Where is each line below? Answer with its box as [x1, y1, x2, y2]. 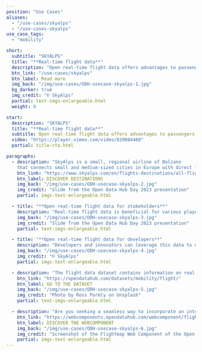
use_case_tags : [6, 31, 44, 37]
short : [6, 48, 23, 54]
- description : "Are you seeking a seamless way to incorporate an [11, 309, 185, 315]
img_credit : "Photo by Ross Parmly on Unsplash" [17, 292, 141, 298]
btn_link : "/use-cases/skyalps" [11, 70, 93, 76]
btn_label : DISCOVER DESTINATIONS [17, 176, 103, 182]
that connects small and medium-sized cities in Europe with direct [17, 164, 192, 170]
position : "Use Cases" [6, 8, 63, 15]
